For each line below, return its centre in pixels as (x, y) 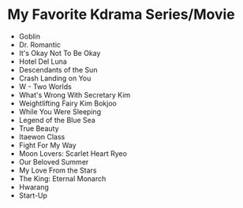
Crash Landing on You (55, 78)
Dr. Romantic (39, 44)
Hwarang (34, 187)
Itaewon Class (42, 136)
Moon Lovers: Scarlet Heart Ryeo (73, 153)
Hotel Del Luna (43, 61)
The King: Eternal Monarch (62, 178)
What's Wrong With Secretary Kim (75, 95)
